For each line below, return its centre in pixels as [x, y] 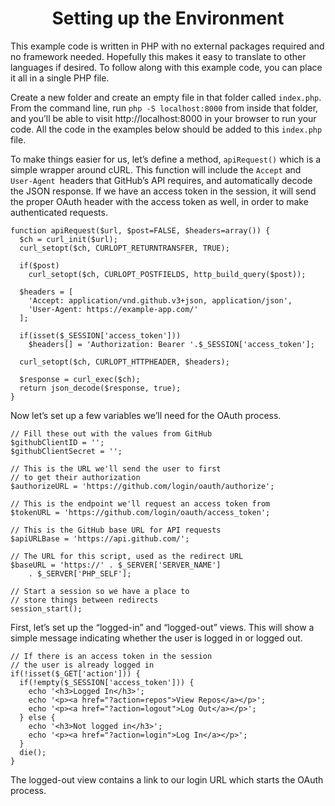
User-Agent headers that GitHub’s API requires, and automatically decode [161, 180]
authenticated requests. [59, 212]
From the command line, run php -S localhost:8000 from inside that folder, [164, 108]
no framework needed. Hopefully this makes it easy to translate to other [158, 56]
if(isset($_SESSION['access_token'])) [100, 335]
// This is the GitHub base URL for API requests [116, 530]
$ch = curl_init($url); [68, 239]
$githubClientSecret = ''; [66, 451]
